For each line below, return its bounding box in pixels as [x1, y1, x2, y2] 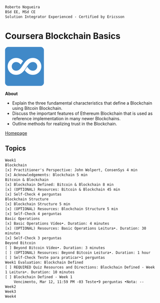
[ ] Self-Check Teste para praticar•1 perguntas [5, 255, 105, 260]
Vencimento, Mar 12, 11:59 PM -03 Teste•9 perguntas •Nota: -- [14, 279, 144, 284]
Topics [5, 144, 26, 153]
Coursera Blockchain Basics [5, 31, 121, 42]
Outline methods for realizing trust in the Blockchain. [12, 121, 117, 126]
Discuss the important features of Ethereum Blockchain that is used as [12, 110, 153, 116]
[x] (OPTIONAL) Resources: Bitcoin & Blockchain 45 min [5, 187, 120, 192]
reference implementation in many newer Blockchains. [12, 115, 121, 121]
